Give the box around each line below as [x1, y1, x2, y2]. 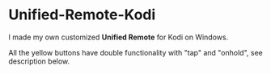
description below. [8, 56, 70, 66]
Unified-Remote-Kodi [8, 6, 156, 24]
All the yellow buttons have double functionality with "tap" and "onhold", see [8, 47, 263, 57]
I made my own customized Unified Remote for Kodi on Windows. [8, 32, 229, 42]
